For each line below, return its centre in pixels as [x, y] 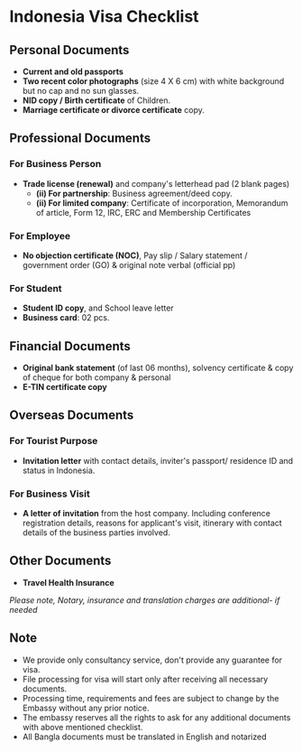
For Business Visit [50, 494]
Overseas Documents [72, 416]
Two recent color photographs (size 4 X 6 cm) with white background [153, 81]
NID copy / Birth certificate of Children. [96, 100]
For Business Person [55, 164]
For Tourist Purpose [54, 441]
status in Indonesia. [59, 470]
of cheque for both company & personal [96, 377]
